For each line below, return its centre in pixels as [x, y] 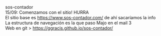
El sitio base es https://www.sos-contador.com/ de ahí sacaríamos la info [80, 18]
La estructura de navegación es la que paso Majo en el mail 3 [68, 23]
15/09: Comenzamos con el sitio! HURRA [47, 12]
